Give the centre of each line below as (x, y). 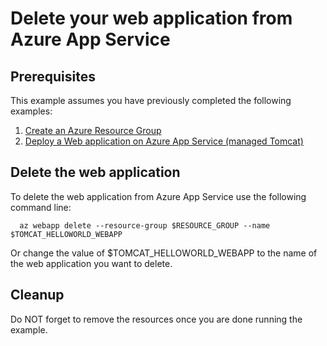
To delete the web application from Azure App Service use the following (158, 196)
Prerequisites (53, 76)
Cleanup (37, 295)
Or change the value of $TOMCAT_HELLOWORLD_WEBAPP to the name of (164, 253)
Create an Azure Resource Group (93, 130)
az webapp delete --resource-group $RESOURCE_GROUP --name (145, 225)
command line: (41, 207)
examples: (31, 111)
